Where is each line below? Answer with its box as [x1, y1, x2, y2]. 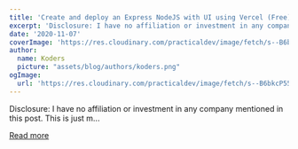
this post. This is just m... [9, 113, 100, 123]
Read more [9, 129, 50, 140]
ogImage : [9, 71, 42, 80]
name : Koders [17, 54, 66, 63]
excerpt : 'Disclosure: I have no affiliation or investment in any [9, 21, 264, 30]
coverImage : [9, 37, 53, 47]
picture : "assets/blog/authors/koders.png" [17, 63, 180, 72]
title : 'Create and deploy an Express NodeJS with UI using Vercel [9, 12, 264, 22]
